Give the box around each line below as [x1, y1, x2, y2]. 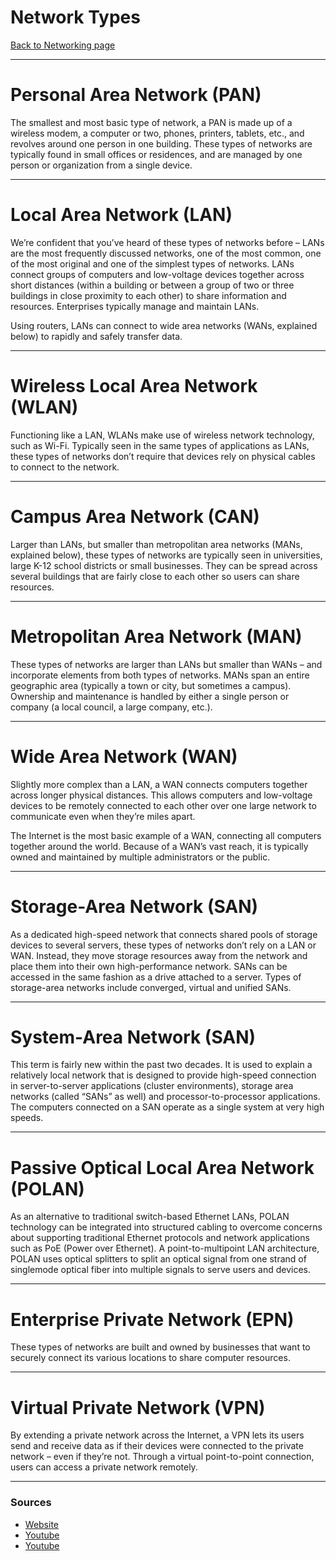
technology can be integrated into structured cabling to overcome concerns [10, 1221, 323, 1233]
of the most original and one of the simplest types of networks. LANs [10, 257, 295, 270]
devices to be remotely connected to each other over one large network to [10, 799, 317, 811]
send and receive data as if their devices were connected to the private [10, 1440, 304, 1452]
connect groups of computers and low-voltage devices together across [10, 268, 305, 280]
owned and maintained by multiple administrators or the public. [10, 851, 271, 863]
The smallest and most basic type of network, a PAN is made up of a [10, 116, 293, 128]
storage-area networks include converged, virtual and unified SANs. [10, 981, 292, 993]
